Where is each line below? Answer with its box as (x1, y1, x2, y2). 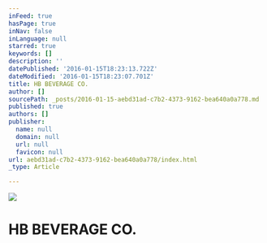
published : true (8, 102, 63, 111)
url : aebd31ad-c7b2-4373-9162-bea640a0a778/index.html (8, 155, 198, 163)
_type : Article (8, 163, 60, 171)
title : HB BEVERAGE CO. (8, 80, 89, 88)
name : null (15, 125, 53, 133)
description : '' (8, 58, 63, 66)
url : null (15, 140, 49, 149)
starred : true (8, 42, 57, 50)
